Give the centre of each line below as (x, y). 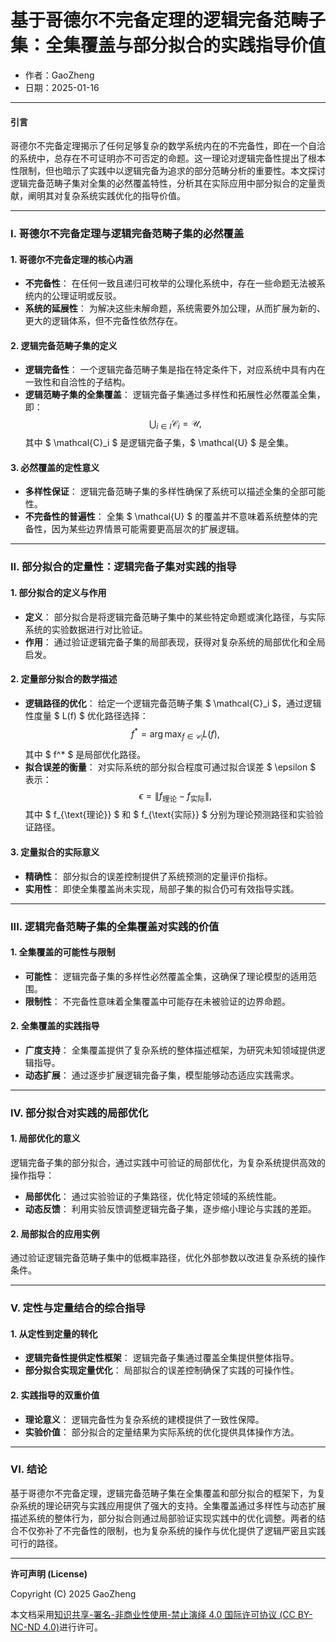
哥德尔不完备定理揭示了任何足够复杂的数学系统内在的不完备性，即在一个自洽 (168, 146)
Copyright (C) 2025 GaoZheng (73, 1593)
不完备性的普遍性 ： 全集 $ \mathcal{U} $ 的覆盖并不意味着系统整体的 (167, 517)
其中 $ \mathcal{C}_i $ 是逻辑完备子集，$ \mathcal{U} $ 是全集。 (159, 443)
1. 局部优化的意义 (45, 1138)
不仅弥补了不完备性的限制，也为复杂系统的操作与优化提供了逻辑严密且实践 (172, 1530)
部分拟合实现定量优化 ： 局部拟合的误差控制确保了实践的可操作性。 (162, 1370)
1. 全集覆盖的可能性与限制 (63, 952)
